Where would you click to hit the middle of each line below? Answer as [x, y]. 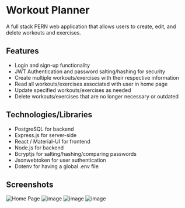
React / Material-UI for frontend [52, 141]
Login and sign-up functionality [52, 65]
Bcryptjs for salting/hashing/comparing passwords [76, 154]
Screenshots [30, 184]
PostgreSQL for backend [44, 129]
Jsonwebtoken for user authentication [60, 160]
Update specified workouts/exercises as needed [73, 90]
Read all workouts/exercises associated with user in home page [91, 84]
